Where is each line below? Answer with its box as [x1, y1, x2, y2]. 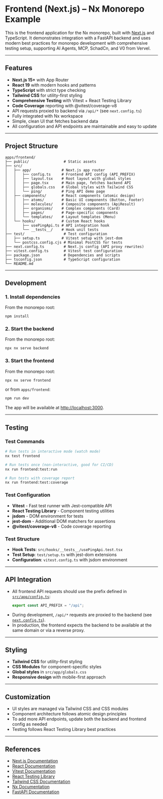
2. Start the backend [5, 326, 54, 332]
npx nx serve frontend [5, 378, 51, 382]
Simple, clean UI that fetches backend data [12, 118, 98, 124]
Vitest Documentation [12, 768, 56, 774]
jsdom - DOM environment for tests [12, 513, 83, 519]
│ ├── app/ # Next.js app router [5, 168, 105, 173]
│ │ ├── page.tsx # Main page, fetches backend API [5, 180, 131, 185]
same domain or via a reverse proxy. [12, 627, 85, 633]
